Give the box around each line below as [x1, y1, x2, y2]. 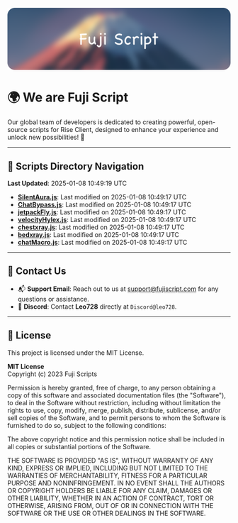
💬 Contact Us [7, 265, 67, 277]
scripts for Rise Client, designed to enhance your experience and [29, 126, 219, 134]
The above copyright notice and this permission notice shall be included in [7, 434, 225, 444]
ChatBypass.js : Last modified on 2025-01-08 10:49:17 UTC [17, 200, 192, 209]
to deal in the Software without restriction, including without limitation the [7, 398, 221, 407]
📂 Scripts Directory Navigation [7, 160, 144, 172]
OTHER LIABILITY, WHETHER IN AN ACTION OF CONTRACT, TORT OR [7, 494, 214, 502]
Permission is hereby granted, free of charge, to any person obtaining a [7, 383, 216, 392]
